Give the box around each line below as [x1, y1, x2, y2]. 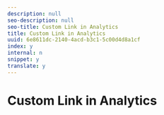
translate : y [7, 62, 46, 69]
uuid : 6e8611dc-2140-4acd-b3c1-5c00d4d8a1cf [7, 36, 141, 43]
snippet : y [7, 56, 40, 63]
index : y [7, 43, 33, 50]
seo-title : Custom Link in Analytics [7, 23, 119, 30]
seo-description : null [7, 17, 74, 24]
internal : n [7, 50, 42, 57]
